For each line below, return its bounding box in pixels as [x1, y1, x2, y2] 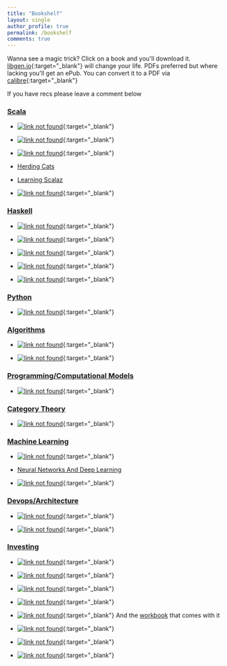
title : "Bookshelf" [7, 10, 63, 17]
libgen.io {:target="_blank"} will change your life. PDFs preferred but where [7, 62, 218, 70]
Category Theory [7, 403, 66, 413]
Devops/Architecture [7, 496, 79, 506]
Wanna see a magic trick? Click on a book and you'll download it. [7, 54, 191, 63]
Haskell [7, 206, 33, 216]
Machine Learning [7, 436, 69, 446]
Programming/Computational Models [7, 371, 134, 381]
